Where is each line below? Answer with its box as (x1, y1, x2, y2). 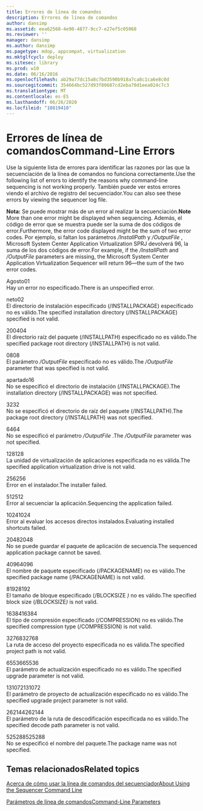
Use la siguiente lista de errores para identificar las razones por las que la (6, 164, 190, 171)
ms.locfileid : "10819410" (6, 104, 72, 111)
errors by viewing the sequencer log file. (6, 196, 108, 203)
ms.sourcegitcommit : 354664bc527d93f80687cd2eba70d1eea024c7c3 (6, 83, 170, 89)
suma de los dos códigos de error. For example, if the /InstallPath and (6, 246, 179, 254)
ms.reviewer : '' (6, 32, 47, 38)
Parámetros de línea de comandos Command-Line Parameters (6, 798, 161, 806)
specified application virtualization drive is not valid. (6, 463, 136, 470)
